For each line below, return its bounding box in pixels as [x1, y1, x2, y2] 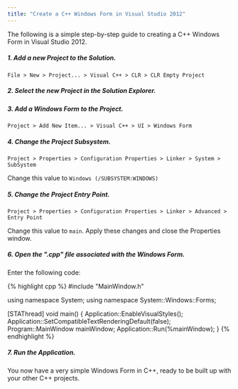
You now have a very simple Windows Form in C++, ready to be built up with [7, 366, 232, 375]
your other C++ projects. [7, 373, 80, 382]
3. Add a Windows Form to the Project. [7, 104, 124, 113]
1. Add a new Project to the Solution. [7, 54, 117, 62]
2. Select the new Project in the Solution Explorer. [7, 87, 156, 95]
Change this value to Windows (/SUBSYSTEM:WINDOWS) [7, 173, 158, 182]
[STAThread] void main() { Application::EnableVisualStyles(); [7, 309, 183, 318]
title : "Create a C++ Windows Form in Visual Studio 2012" [7, 10, 186, 18]
